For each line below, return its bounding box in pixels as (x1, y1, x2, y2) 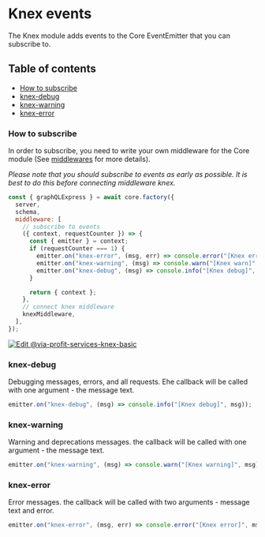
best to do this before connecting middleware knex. (8, 178, 176, 188)
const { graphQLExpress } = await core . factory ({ (8, 193, 175, 201)
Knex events (8, 5, 92, 23)
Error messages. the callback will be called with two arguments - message (8, 498, 250, 507)
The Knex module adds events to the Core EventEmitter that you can (8, 31, 231, 40)
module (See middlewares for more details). (8, 155, 151, 164)
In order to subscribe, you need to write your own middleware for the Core (8, 146, 250, 156)
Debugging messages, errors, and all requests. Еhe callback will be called (8, 377, 248, 387)
